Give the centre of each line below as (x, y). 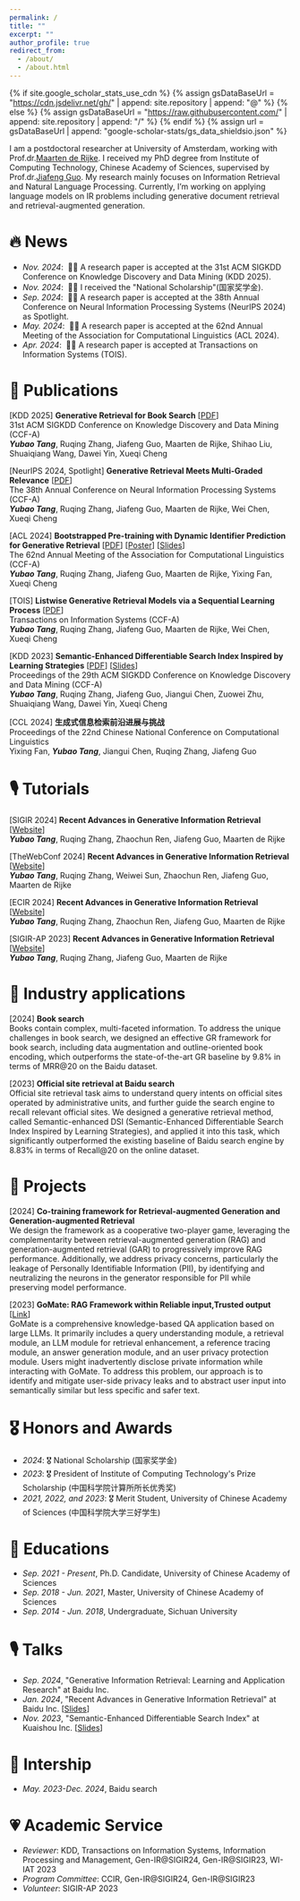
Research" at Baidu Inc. (65, 1690)
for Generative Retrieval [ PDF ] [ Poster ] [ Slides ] (97, 545)
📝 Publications (64, 390)
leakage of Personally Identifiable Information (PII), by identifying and (137, 1268)
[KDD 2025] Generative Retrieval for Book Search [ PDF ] (114, 415)
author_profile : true (50, 43)
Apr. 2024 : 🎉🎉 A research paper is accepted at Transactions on (140, 345)
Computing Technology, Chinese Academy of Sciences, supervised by (140, 167)
